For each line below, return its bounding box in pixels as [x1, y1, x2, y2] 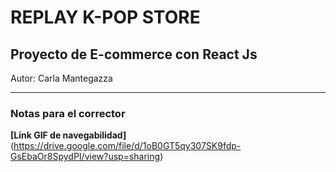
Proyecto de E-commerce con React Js [10, 46, 258, 63]
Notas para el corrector [10, 106, 126, 120]
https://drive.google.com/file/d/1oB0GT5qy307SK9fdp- [13, 140, 242, 152]
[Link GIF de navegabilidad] [10, 129, 127, 141]
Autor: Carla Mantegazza [10, 72, 113, 84]
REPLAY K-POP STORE [10, 6, 201, 29]
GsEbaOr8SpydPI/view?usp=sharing [10, 151, 161, 163]
